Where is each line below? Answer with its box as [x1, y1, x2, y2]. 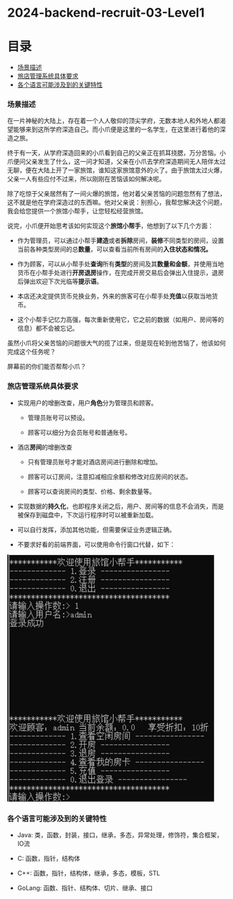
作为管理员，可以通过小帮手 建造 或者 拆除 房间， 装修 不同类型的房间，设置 [17, 236, 224, 245]
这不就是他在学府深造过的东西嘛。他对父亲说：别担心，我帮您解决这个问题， [7, 198, 226, 206]
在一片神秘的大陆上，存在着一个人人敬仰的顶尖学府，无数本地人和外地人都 [7, 117, 220, 125]
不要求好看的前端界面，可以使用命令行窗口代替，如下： [17, 540, 175, 548]
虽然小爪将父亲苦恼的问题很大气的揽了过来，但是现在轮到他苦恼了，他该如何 [7, 339, 226, 347]
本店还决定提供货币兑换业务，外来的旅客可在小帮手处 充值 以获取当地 [17, 292, 212, 300]
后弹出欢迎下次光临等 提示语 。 [17, 277, 103, 286]
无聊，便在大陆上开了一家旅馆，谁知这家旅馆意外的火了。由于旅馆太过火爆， [7, 166, 226, 174]
